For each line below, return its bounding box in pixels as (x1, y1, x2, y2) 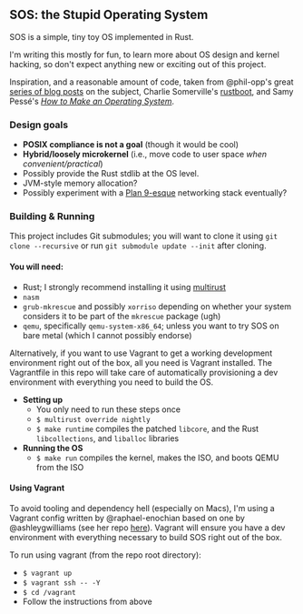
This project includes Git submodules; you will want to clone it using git (9, 231, 279, 242)
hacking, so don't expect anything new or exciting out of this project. (9, 58, 267, 69)
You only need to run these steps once (35, 404, 181, 415)
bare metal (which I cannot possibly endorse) (22, 329, 192, 340)
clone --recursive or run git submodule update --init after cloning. (9, 240, 267, 251)
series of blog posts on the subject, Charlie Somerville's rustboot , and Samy (9, 86, 294, 96)
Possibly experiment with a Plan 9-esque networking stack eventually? (22, 187, 288, 198)
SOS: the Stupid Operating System (9, 7, 209, 23)
